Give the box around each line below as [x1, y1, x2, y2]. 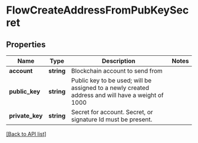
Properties [6, 39, 46, 49]
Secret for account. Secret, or [71, 108, 153, 116]
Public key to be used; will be [71, 77, 152, 84]
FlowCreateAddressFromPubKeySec [6, 4, 189, 17]
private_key [9, 112, 43, 119]
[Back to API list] [6, 131, 47, 137]
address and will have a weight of [71, 91, 164, 99]
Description [102, 57, 136, 65]
